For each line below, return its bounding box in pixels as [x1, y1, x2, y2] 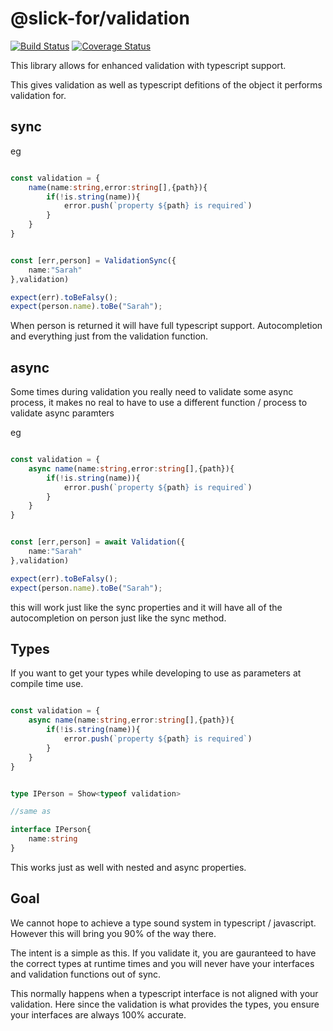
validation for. [10, 89, 67, 101]
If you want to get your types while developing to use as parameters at [10, 667, 302, 679]
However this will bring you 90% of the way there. [10, 927, 217, 939]
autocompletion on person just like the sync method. [10, 612, 227, 624]
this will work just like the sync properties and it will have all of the [10, 601, 283, 613]
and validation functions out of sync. [10, 968, 162, 980]
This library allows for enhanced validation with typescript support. [10, 59, 287, 71]
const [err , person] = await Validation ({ [10, 537, 186, 547]
